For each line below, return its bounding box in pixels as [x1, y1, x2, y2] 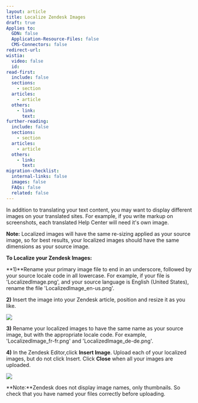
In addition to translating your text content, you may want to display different [6, 206, 192, 213]
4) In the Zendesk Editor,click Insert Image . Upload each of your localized [6, 349, 187, 356]
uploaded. [6, 361, 31, 368]
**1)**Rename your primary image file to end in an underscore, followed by [6, 265, 192, 272]
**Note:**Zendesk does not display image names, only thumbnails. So [6, 383, 180, 391]
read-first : [6, 69, 35, 75]
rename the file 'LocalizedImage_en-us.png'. [6, 284, 115, 291]
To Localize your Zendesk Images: [6, 254, 92, 261]
